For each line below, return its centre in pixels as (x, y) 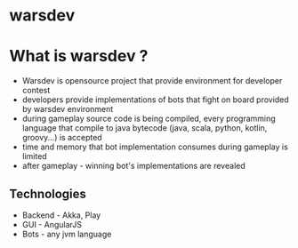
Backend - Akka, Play (61, 215)
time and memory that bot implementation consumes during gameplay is (155, 147)
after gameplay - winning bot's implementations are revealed (134, 166)
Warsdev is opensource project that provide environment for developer (152, 81)
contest (36, 91)
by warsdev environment (68, 109)
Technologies (48, 193)
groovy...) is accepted (62, 138)
